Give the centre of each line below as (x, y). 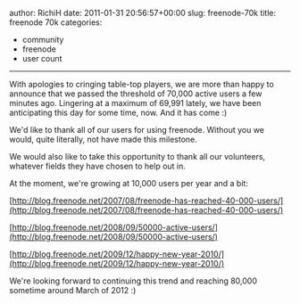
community (43, 40)
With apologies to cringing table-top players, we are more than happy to (142, 84)
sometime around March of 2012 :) (73, 290)
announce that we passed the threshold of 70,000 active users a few (136, 94)
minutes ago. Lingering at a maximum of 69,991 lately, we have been (135, 103)
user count (42, 58)
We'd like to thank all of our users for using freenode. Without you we (137, 130)
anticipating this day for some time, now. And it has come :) (118, 112)
